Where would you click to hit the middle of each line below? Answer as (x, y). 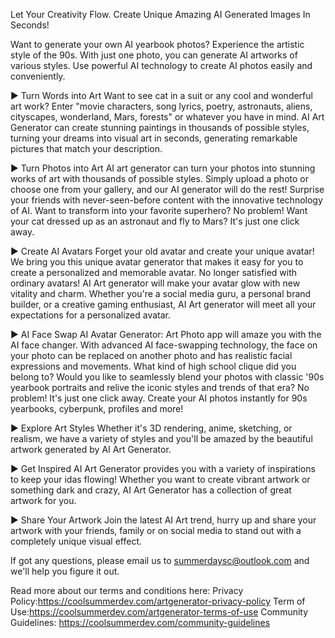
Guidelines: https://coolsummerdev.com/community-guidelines (140, 622)
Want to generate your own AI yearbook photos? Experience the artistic (157, 44)
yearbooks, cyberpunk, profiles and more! (97, 408)
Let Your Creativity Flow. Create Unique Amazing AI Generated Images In (160, 14)
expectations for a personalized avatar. (91, 315)
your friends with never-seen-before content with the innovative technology (166, 200)
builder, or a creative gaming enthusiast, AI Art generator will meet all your (163, 304)
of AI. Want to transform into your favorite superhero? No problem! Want (159, 210)
